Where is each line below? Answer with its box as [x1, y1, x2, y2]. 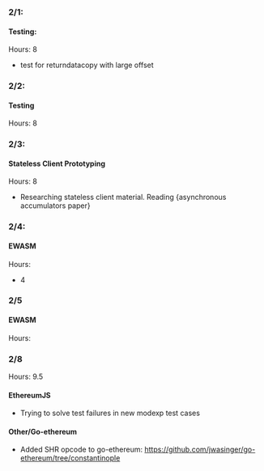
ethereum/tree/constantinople [19, 453, 121, 463]
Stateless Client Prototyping [8, 159, 106, 168]
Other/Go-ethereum [8, 426, 78, 436]
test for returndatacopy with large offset [19, 60, 154, 70]
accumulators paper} [19, 201, 91, 210]
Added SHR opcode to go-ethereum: [19, 444, 143, 455]
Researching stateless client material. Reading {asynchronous [19, 193, 227, 202]
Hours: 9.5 [8, 371, 44, 381]
